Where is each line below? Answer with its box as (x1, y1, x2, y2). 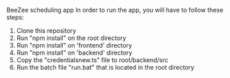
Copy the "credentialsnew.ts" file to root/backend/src (16, 56, 169, 64)
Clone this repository (16, 27, 77, 35)
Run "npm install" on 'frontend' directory (16, 41, 133, 49)
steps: (6, 13, 24, 21)
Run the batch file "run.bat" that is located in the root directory (16, 64, 195, 71)
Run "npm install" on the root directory (16, 34, 126, 42)
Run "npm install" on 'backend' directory (16, 48, 133, 57)
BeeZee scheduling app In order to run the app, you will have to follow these (6, 6, 224, 14)
